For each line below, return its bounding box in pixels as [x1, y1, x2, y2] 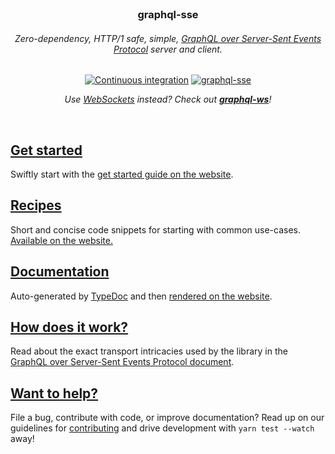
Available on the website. [10, 234, 113, 246]
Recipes [10, 197, 62, 214]
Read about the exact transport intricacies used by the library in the [10, 345, 288, 357]
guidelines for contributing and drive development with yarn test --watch [10, 422, 315, 434]
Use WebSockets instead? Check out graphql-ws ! [64, 93, 272, 106]
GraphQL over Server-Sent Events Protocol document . [10, 356, 235, 368]
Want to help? [10, 385, 99, 402]
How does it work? [10, 318, 129, 336]
